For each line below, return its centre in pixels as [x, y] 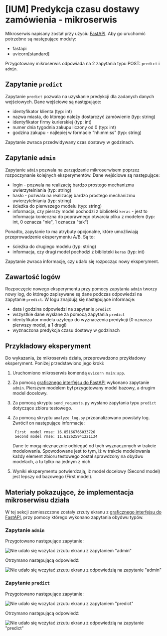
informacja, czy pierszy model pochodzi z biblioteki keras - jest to [80, 211]
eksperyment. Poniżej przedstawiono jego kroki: [55, 363]
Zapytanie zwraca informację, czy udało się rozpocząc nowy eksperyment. [82, 261]
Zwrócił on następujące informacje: [49, 423]
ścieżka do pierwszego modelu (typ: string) [57, 206]
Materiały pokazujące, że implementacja [69, 492]
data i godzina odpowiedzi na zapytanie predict [62, 309]
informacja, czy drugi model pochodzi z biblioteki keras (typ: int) [79, 252]
